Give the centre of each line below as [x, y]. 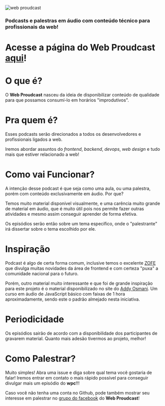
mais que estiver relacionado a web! [42, 154]
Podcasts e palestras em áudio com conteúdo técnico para [78, 20]
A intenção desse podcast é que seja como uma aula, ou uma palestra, [78, 188]
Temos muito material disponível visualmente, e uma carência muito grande [83, 203]
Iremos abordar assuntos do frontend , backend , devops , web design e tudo [83, 149]
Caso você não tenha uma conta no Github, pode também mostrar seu [78, 393]
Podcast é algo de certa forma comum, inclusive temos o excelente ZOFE [81, 263]
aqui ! [16, 58]
